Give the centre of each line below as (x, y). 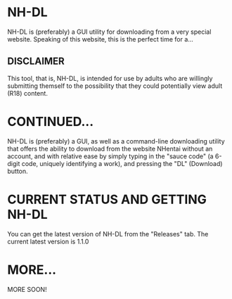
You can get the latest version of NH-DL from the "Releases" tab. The (108, 234)
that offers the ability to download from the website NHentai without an (110, 148)
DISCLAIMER (36, 62)
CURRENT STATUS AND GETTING (107, 199)
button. (18, 171)
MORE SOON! (27, 289)
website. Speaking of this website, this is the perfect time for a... (100, 39)
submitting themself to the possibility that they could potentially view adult (115, 86)
